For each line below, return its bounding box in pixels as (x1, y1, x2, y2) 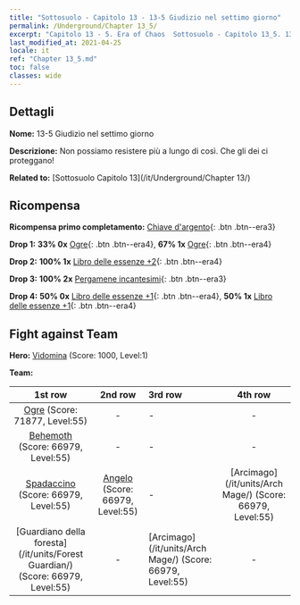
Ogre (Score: (23, 404, 78, 416)
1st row (34, 389, 68, 401)
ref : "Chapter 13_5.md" (9, 55, 98, 63)
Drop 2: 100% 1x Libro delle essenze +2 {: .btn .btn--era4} (9, 256, 223, 267)
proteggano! (9, 155, 55, 165)
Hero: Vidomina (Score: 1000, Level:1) (9, 350, 149, 361)
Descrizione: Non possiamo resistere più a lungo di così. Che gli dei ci (9, 145, 269, 156)
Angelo (102, 472, 134, 484)
